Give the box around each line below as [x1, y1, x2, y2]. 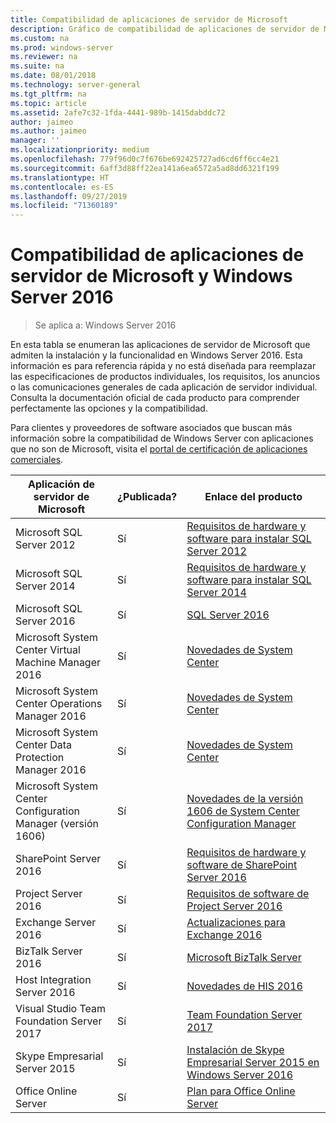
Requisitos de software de [186, 887, 310, 901]
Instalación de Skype [186, 1043, 285, 1057]
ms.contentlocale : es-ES [10, 182, 114, 192]
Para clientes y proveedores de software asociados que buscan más [10, 422, 293, 434]
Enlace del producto [204, 490, 303, 504]
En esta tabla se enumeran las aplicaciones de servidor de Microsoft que [10, 339, 311, 351]
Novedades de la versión [186, 792, 304, 806]
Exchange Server [15, 916, 97, 930]
